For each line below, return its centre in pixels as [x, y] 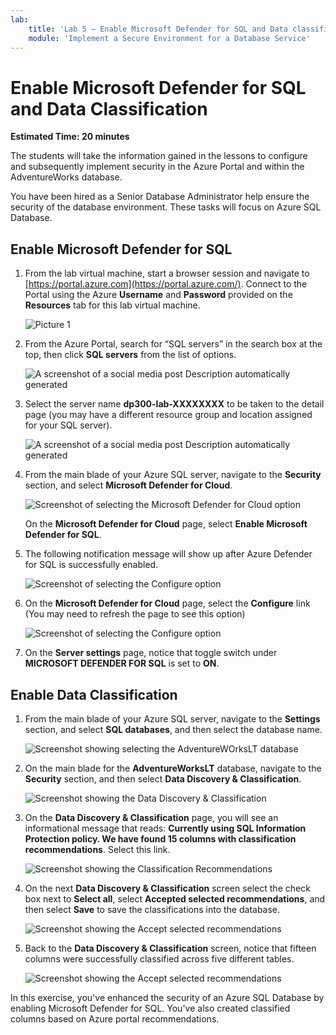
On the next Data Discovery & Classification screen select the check [167, 888]
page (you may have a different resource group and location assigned [168, 415]
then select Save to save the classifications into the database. [152, 909]
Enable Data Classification [94, 694]
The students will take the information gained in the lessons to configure [159, 156]
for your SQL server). [68, 425]
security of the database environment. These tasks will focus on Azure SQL [166, 207]
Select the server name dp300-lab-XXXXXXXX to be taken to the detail [174, 404]
